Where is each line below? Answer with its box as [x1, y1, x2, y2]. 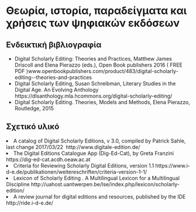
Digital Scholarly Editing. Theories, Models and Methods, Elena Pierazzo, [14, 99, 190, 106]
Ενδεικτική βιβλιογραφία [6, 40, 102, 50]
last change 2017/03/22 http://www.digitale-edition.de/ [6, 143, 140, 150]
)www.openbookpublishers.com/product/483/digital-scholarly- [26, 68, 178, 74]
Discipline [6, 180, 30, 187]
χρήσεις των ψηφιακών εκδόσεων [6, 16, 180, 30]
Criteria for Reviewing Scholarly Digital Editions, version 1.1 [13, 162, 154, 169]
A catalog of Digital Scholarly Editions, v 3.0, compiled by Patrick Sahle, [13, 137, 186, 144]
